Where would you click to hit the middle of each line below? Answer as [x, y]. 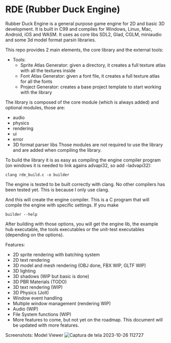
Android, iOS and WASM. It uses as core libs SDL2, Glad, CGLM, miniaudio [83, 34]
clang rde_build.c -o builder [38, 175]
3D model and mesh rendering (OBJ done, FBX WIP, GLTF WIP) [79, 265]
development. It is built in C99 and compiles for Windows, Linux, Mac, [79, 29]
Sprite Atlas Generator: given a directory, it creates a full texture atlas [93, 65]
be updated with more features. [46, 325]
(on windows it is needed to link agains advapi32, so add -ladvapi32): [78, 165]
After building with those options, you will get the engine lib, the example [82, 224]
